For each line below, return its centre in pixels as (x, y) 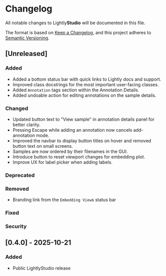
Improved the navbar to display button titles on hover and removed (82, 141)
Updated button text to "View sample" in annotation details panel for (84, 119)
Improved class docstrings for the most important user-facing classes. (86, 84)
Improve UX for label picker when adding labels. (62, 162)
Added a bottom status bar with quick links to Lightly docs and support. (87, 79)
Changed (17, 108)
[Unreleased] (26, 54)
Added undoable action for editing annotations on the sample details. (84, 95)
